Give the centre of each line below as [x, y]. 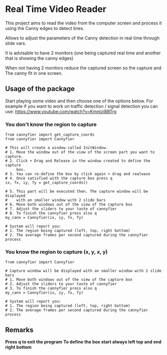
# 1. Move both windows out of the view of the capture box [69, 280]
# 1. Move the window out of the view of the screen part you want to [80, 152]
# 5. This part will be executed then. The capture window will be [77, 191]
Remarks [19, 330]
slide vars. [16, 43]
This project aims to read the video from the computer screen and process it [83, 23]
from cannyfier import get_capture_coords [50, 135]
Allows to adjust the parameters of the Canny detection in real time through [82, 38]
